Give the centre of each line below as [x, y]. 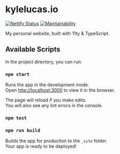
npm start [17, 74]
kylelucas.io [32, 9]
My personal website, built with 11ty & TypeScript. [57, 33]
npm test [16, 118]
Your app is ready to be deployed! [41, 146]
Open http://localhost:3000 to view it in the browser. [60, 90]
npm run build [23, 130]
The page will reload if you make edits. [46, 100]
